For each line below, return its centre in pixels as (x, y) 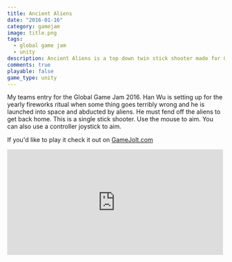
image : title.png (32, 33)
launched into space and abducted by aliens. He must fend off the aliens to (114, 112)
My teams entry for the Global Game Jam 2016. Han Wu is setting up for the (115, 97)
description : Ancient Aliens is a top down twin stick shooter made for (114, 59)
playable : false (30, 71)
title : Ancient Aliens (40, 13)
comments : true (29, 65)
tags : (15, 39)
